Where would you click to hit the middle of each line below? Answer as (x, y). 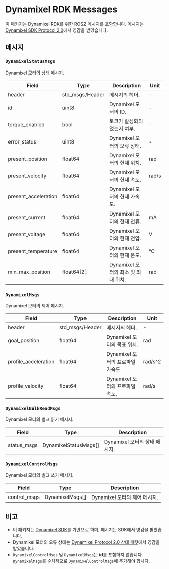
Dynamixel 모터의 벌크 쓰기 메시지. (39, 475)
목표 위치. (128, 344)
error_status (22, 141)
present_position (28, 159)
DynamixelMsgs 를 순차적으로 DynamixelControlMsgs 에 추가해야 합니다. (81, 561)
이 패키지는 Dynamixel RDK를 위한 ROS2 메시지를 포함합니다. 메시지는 (75, 24)
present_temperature (32, 251)
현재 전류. (131, 221)
